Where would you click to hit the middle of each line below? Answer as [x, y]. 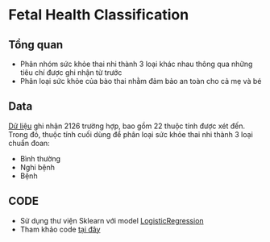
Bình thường [40, 158]
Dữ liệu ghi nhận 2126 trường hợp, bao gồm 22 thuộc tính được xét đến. [127, 126]
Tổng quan [36, 45]
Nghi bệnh [37, 167]
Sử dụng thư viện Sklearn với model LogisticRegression [112, 220]
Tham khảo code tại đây [60, 229]
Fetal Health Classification [99, 15]
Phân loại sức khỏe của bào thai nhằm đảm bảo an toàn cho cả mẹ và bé [141, 81]
